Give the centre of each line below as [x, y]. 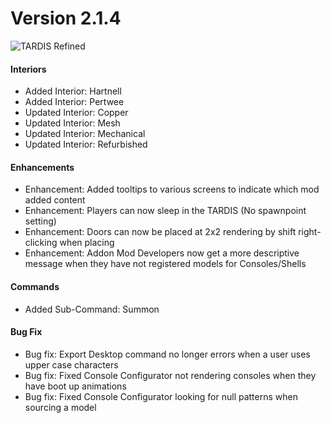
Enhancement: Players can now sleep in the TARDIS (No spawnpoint [165, 211]
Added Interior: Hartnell [73, 91]
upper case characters [71, 364]
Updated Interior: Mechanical [85, 134]
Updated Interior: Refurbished [86, 144]
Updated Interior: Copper [76, 113]
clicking [41, 243]
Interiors [28, 69]
